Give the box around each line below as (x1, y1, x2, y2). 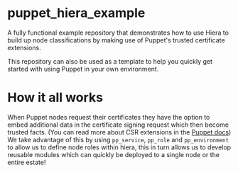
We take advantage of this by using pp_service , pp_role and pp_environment (7, 135, 229, 144)
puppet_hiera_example (7, 5, 146, 21)
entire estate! (7, 158, 46, 166)
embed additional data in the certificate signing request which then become (7, 120, 229, 129)
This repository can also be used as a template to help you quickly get (7, 57, 213, 65)
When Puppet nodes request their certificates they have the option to (7, 113, 210, 121)
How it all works (7, 90, 104, 105)
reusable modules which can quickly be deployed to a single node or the (7, 150, 220, 159)
